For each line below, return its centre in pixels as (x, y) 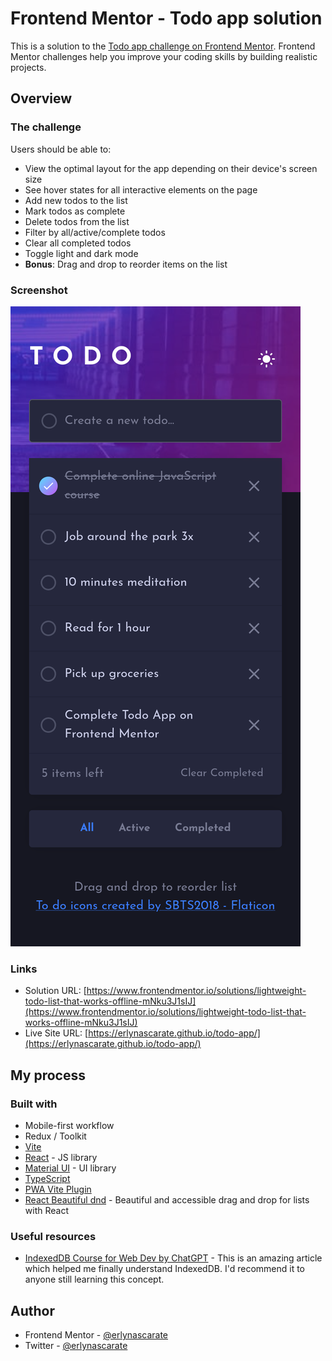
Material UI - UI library (70, 1168)
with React (46, 1210)
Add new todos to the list (76, 200)
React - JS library (61, 1157)
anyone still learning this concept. (94, 1279)
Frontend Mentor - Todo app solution (166, 18)
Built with (34, 1104)
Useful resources (53, 1236)
